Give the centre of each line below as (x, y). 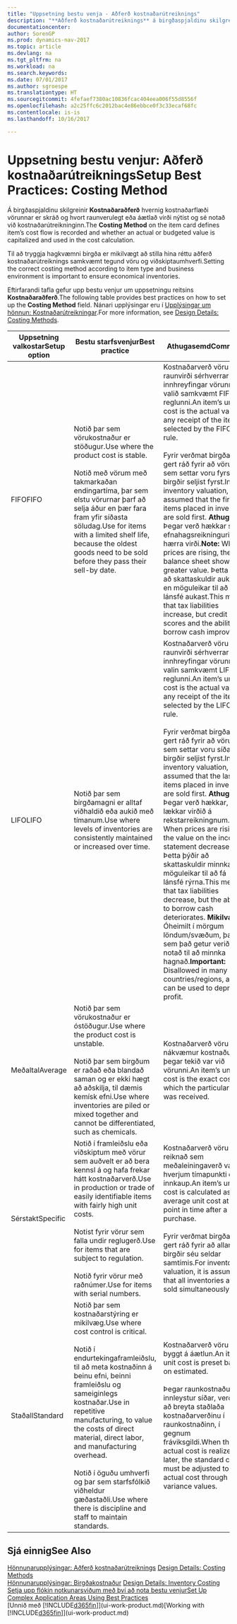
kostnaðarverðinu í (194, 1416)
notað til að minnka (195, 953)
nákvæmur (181, 1052)
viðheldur (89, 1490)
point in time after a (195, 1209)
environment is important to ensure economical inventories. (94, 276)
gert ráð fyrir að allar (197, 1245)
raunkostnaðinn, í (192, 1424)
